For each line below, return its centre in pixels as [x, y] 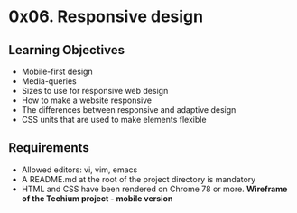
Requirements [49, 148]
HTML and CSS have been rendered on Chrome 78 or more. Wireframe [154, 189]
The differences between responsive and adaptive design [129, 110]
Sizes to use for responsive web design [95, 91]
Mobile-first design [57, 71]
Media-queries [49, 81]
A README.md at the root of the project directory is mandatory [139, 179]
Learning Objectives [67, 50]
